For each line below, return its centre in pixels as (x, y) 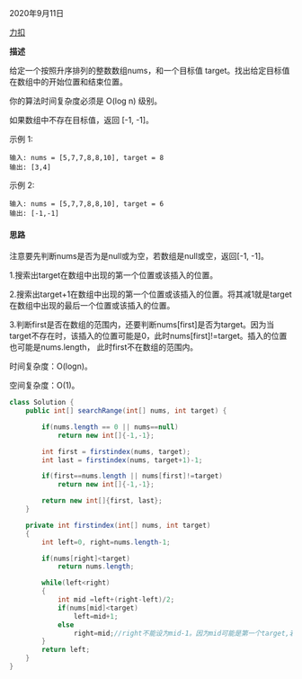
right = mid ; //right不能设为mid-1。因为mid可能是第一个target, (182, 633)
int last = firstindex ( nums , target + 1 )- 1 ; (122, 460)
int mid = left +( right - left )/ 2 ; (116, 600)
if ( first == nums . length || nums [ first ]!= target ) (132, 476)
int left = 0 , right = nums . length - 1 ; (106, 542)
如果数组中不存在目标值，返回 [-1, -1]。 (82, 120)
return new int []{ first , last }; (102, 501)
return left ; (66, 650)
